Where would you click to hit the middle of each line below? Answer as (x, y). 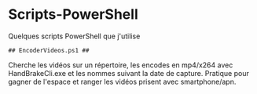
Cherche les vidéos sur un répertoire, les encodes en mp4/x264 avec (121, 65)
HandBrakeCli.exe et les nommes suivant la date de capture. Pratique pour (128, 73)
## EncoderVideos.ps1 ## (49, 50)
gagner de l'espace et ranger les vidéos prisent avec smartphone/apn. (122, 81)
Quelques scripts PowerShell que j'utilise (74, 36)
